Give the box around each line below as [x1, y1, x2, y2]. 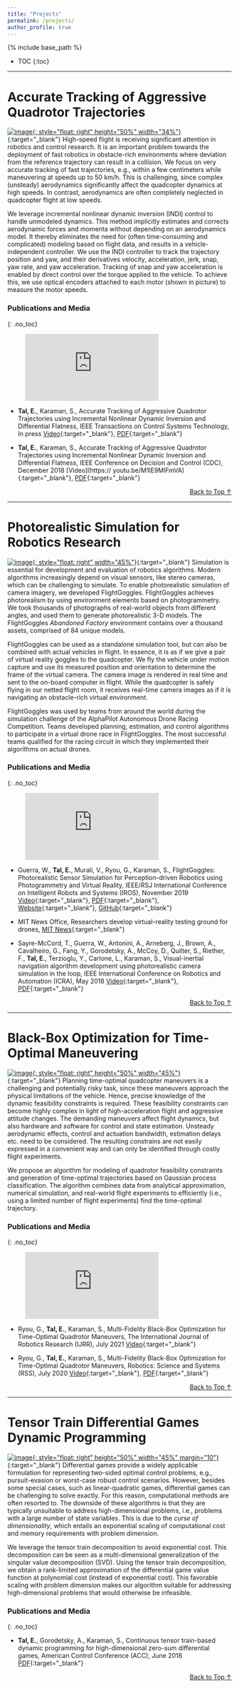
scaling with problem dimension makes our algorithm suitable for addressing [7, 1581, 232, 1590]
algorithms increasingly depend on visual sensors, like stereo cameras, [7, 572, 216, 582]
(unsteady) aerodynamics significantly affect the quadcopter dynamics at [7, 181, 223, 189]
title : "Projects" [7, 10, 62, 18]
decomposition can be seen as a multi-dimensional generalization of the [7, 1550, 219, 1560]
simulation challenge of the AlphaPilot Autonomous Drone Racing [7, 714, 198, 723]
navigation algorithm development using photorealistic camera [17, 961, 201, 970]
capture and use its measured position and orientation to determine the [7, 662, 216, 671]
